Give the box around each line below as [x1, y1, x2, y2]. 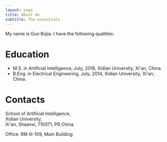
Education [5, 49, 49, 60]
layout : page [5, 7, 33, 13]
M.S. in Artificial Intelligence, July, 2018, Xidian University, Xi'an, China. [12, 65, 162, 72]
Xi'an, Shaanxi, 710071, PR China [5, 121, 74, 127]
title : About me [5, 12, 40, 17]
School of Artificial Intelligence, [5, 111, 71, 117]
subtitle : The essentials [5, 17, 60, 22]
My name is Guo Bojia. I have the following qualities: [5, 31, 115, 37]
